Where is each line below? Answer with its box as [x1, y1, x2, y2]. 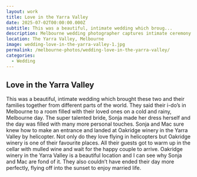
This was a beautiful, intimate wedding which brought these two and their [6, 96, 185, 103]
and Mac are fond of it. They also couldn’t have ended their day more [6, 158, 175, 165]
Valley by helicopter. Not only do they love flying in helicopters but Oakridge [6, 133, 191, 140]
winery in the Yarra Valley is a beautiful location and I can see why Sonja [6, 152, 182, 159]
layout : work [6, 8, 38, 15]
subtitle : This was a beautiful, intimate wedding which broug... [6, 25, 173, 31]
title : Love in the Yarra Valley [6, 14, 88, 20]
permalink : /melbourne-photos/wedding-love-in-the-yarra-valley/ [6, 47, 170, 53]
